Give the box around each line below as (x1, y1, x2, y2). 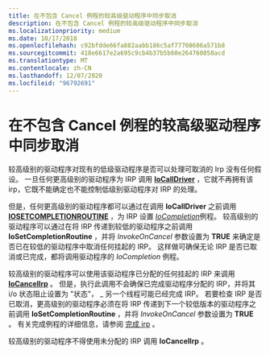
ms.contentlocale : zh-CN (8, 64, 92, 72)
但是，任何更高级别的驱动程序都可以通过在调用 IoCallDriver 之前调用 (8, 202, 237, 212)
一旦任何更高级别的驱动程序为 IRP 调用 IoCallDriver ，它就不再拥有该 (23, 175, 254, 184)
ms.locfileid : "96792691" (8, 79, 95, 87)
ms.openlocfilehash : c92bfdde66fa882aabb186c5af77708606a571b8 (8, 42, 226, 50)
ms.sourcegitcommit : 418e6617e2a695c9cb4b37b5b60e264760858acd (8, 49, 226, 57)
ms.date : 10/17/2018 (8, 34, 78, 43)
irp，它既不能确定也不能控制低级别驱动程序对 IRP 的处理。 (8, 184, 202, 194)
